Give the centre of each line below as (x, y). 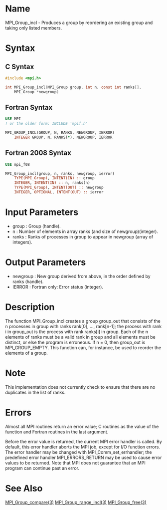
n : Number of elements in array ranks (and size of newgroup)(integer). (85, 231)
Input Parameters (42, 212)
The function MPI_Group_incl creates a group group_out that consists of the (83, 321)
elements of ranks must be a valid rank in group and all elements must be (81, 337)
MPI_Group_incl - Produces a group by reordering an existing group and (79, 23)
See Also (24, 488)
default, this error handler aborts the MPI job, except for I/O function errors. (83, 447)
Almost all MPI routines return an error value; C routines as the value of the (82, 426)
